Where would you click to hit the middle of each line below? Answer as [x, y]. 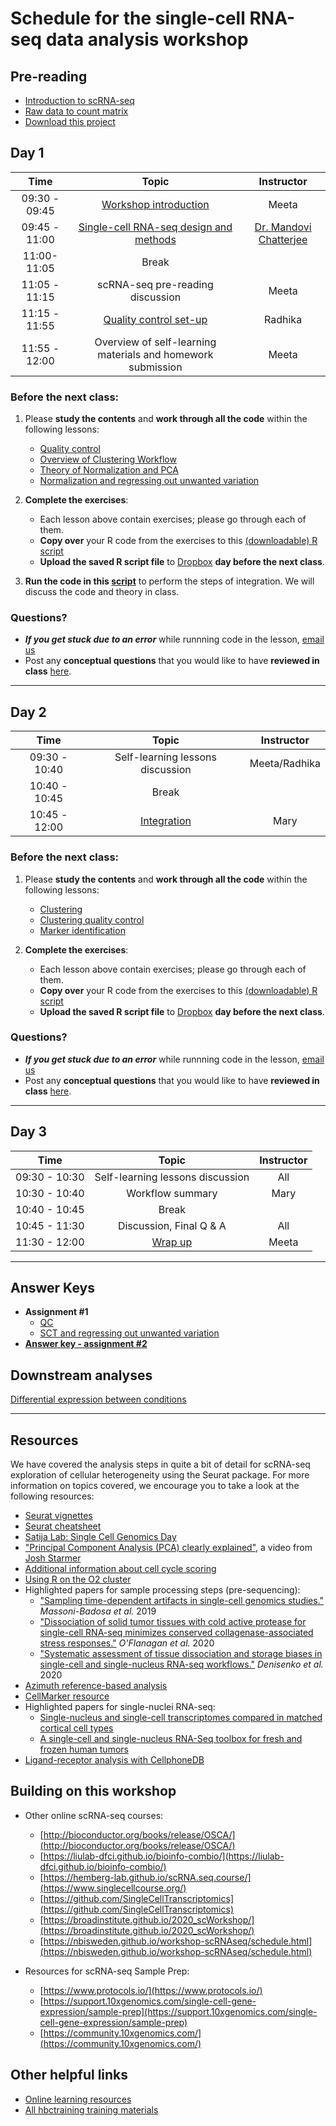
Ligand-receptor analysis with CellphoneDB [114, 1760]
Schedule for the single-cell [128, 18]
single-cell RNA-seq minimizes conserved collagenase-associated [176, 1633]
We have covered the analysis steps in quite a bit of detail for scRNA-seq [160, 1464]
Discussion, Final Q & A [172, 1225]
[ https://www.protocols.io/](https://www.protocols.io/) [151, 1990]
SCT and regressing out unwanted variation [129, 1333]
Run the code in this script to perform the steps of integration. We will [169, 581]
